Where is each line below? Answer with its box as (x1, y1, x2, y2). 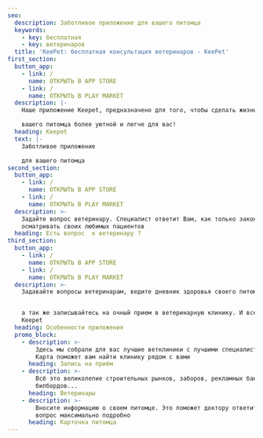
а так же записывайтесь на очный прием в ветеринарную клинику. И (21, 309, 243, 317)
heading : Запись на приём (27, 360, 113, 368)
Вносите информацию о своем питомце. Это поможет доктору (35, 403, 229, 412)
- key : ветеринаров (21, 41, 86, 49)
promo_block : (14, 330, 57, 338)
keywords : (14, 26, 46, 34)
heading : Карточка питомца (27, 418, 117, 426)
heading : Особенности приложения (14, 323, 124, 331)
